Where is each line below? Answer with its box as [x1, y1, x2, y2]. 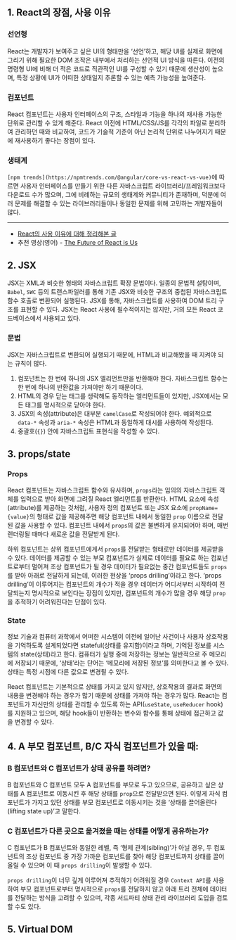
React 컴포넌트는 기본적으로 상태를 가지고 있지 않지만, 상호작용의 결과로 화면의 [7, 682, 223, 691]
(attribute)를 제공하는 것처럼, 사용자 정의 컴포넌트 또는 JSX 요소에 [7, 504, 188, 512]
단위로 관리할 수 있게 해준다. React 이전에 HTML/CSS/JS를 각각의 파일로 [7, 118, 207, 127]
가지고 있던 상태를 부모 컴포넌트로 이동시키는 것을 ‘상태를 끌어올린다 [31, 798, 218, 807]
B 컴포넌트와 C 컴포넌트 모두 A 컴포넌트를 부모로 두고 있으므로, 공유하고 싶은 [7, 780, 216, 789]
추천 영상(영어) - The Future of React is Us [17, 239, 138, 247]
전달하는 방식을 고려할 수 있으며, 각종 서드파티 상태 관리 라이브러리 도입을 [14, 894, 216, 902]
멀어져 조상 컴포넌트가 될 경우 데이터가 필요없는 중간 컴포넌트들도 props [31, 562, 228, 571]
